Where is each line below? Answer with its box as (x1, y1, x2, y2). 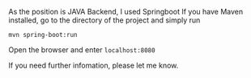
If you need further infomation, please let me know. (8, 60, 179, 70)
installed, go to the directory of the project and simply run (8, 15, 201, 25)
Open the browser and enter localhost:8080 (8, 45, 155, 55)
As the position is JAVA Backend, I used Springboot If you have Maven (8, 7, 244, 16)
